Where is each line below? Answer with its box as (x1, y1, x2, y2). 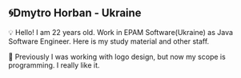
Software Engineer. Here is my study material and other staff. (8, 36, 210, 46)
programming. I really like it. (8, 60, 100, 70)
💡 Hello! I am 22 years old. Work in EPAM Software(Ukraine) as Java (8, 27, 234, 37)
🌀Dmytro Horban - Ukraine (8, 6, 142, 20)
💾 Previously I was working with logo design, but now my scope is (8, 52, 226, 61)
